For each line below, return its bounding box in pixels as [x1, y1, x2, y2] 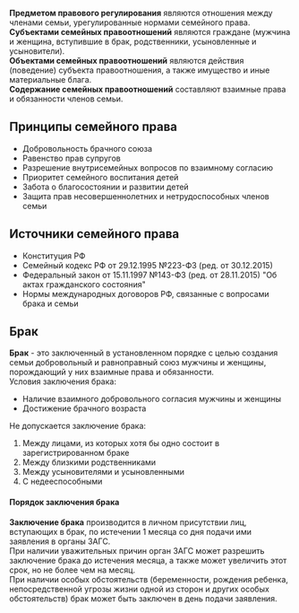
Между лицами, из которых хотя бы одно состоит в [21, 438, 220, 449]
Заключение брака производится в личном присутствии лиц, [9, 516, 247, 528]
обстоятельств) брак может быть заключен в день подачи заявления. [9, 592, 278, 604]
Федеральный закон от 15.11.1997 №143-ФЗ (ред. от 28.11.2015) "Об [21, 269, 278, 280]
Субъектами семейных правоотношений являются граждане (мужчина [9, 27, 291, 37]
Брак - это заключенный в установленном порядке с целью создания [9, 347, 278, 358]
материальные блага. [9, 74, 92, 84]
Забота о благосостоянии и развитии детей [21, 181, 190, 192]
